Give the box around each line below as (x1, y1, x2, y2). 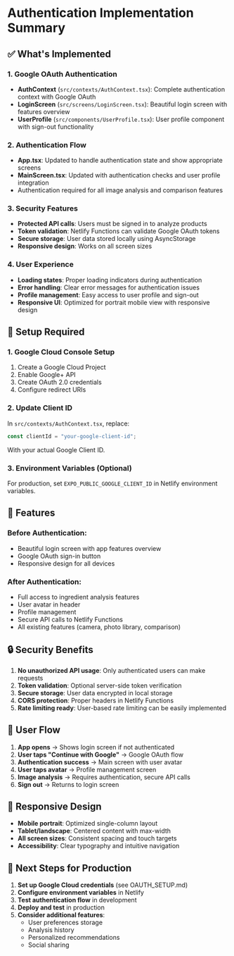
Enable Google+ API (17, 371, 76, 379)
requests (17, 673, 44, 682)
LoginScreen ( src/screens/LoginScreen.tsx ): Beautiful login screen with (17, 100, 228, 108)
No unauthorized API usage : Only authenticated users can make (17, 666, 206, 674)
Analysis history (27, 926, 75, 934)
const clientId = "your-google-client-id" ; (7, 433, 137, 440)
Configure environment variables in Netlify (17, 888, 144, 897)
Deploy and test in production (17, 903, 105, 912)
